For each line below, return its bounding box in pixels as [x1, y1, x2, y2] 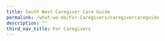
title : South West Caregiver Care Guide [6, 8, 111, 15]
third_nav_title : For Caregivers [6, 25, 91, 32]
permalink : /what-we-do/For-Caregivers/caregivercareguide [6, 14, 160, 20]
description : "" [6, 20, 47, 26]
